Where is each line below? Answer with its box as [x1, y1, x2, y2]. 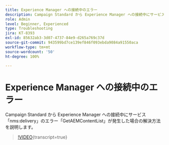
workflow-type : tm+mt [5, 45, 51, 50]
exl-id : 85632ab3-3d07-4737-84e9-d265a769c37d [5, 36, 105, 41]
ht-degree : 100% [5, 54, 39, 59]
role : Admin [5, 17, 30, 22]
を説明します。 [5, 124, 36, 130]
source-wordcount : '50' [5, 49, 55, 54]
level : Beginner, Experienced [5, 21, 69, 27]
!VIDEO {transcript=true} [17, 134, 68, 140]
